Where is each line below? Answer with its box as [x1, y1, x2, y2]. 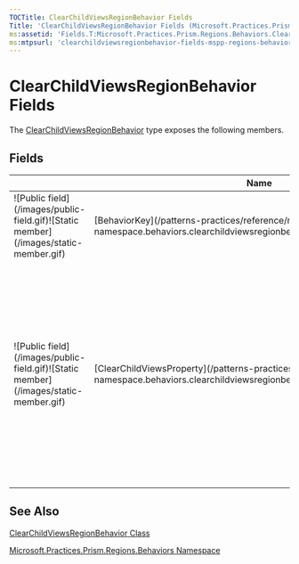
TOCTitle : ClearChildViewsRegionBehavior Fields [9, 12, 193, 22]
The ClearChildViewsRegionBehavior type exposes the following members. [9, 125, 285, 135]
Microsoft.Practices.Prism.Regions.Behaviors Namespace [9, 544, 221, 555]
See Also [9, 504, 60, 519]
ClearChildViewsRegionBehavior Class [9, 527, 150, 538]
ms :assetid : [9, 29, 53, 38]
